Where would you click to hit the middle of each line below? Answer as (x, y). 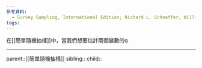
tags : (13, 23)
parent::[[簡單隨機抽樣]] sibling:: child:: (54, 59)
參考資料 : (17, 12)
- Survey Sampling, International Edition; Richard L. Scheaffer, (96, 17)
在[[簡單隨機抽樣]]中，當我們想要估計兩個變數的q (67, 41)
